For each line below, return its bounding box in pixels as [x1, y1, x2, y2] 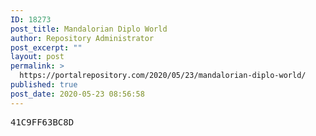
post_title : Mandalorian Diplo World [10, 24, 168, 34]
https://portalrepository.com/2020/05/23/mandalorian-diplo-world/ [19, 71, 307, 81]
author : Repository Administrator [10, 33, 155, 43]
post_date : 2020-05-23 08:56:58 [10, 89, 145, 99]
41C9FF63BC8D [10, 116, 75, 128]
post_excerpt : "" [10, 42, 83, 53]
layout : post [10, 52, 65, 62]
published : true [10, 80, 78, 90]
